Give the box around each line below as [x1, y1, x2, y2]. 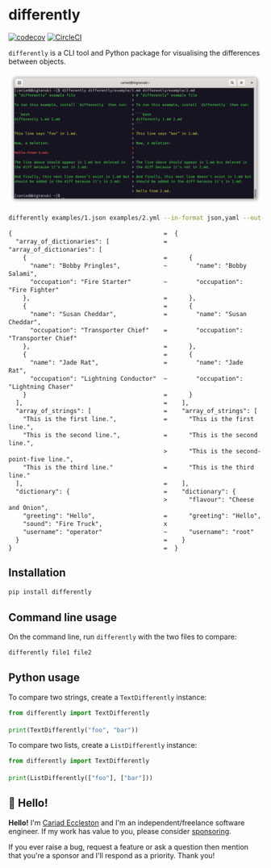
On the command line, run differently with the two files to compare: [8, 632, 237, 642]
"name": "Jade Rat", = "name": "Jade [29, 358, 244, 366]
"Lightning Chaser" [8, 382, 74, 390]
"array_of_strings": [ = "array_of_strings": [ [15, 407, 258, 415]
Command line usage [8, 611, 117, 624]
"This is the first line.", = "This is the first [23, 415, 254, 423]
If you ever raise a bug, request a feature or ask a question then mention [8, 841, 248, 852]
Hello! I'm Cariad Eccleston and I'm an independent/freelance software [8, 817, 245, 828]
